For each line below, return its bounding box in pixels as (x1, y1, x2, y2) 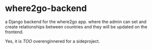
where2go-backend (5, 3, 87, 14)
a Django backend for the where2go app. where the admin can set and (5, 19, 147, 24)
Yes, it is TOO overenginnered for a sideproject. (5, 38, 101, 44)
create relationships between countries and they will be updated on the (5, 24, 148, 29)
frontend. (5, 29, 24, 35)
